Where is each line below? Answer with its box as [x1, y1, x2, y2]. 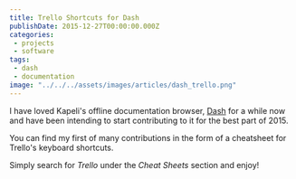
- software [13, 47, 54, 56]
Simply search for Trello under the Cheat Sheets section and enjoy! [9, 159, 260, 170]
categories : [9, 30, 54, 39]
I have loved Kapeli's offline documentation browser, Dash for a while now [9, 105, 286, 116]
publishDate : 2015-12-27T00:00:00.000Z [9, 22, 160, 31]
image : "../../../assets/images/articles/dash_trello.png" [9, 80, 237, 89]
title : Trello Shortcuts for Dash [9, 13, 140, 23]
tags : [9, 55, 30, 64]
